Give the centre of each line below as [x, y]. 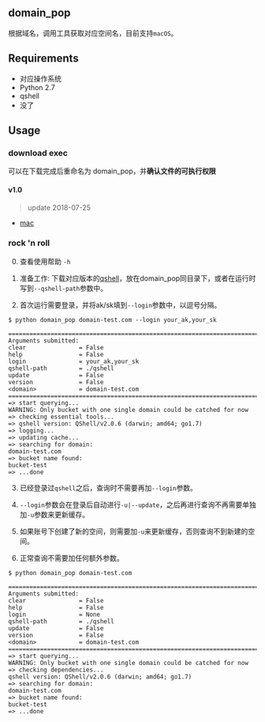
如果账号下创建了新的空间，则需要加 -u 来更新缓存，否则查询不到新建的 [134, 531]
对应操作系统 [40, 78]
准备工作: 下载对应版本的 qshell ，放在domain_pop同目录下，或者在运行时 [138, 278]
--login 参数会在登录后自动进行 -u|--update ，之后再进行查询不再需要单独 [138, 505]
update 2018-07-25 [59, 207]
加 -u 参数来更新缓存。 [54, 514]
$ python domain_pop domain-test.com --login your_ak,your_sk [112, 319]
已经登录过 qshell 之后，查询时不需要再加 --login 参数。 [108, 488]
